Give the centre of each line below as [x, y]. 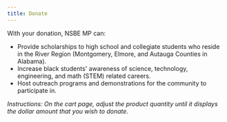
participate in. [37, 90]
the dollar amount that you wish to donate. [68, 111]
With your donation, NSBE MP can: [57, 33]
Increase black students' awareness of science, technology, [102, 68]
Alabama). [32, 61]
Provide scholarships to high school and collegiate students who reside [118, 46]
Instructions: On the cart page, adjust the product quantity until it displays [113, 103]
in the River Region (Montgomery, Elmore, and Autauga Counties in [112, 54]
